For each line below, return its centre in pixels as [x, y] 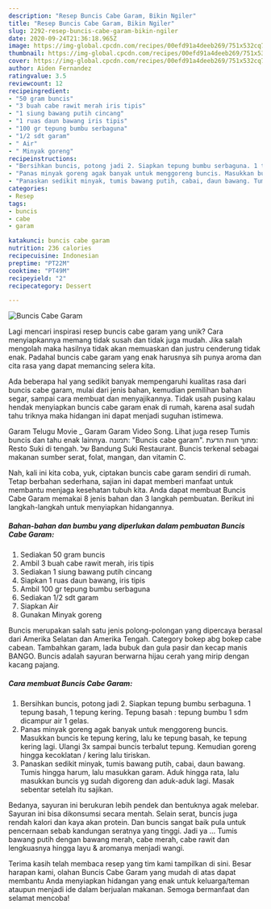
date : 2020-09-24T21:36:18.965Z [63, 38]
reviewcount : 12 [35, 83]
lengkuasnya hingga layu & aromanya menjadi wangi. [96, 848]
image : [19, 46]
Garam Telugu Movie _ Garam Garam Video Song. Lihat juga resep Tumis [129, 431]
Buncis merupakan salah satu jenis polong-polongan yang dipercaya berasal [135, 630]
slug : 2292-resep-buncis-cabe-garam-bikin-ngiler [94, 31]
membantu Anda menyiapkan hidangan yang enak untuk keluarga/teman [129, 881]
